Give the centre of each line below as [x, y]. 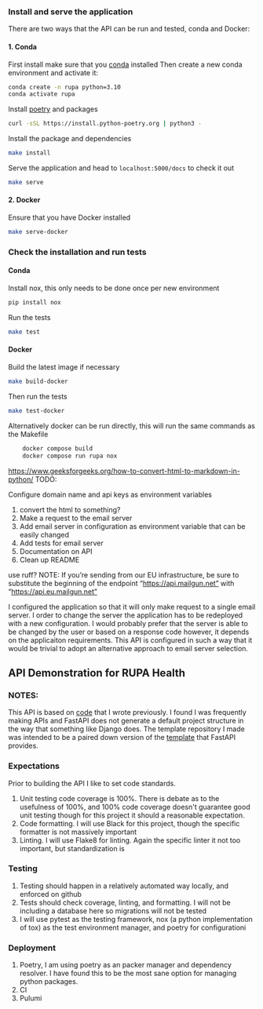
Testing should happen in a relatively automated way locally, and [124, 886]
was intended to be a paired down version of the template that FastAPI [122, 738]
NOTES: [24, 695]
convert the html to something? [70, 509]
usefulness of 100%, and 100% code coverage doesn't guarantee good [135, 807]
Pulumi [31, 998]
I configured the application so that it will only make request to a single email [132, 606]
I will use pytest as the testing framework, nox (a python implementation [136, 919]
